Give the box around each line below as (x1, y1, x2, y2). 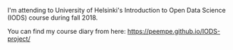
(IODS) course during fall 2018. (7, 13, 98, 22)
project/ (7, 35, 31, 43)
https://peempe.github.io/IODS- (127, 27, 221, 35)
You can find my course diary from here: (7, 27, 126, 35)
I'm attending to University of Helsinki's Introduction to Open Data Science (7, 6, 226, 14)
